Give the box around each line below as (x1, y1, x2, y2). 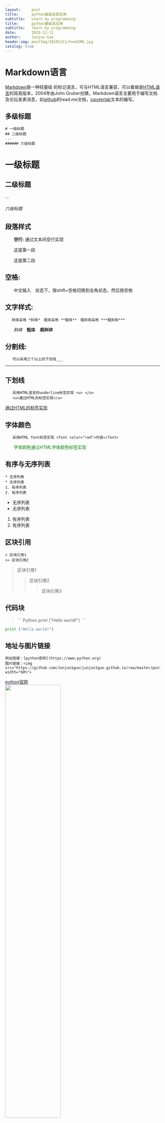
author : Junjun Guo (5, 35, 54, 40)
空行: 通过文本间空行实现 (14, 236, 64, 242)
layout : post (5, 7, 41, 12)
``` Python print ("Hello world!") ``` (17, 617, 86, 623)
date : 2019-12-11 (5, 30, 54, 35)
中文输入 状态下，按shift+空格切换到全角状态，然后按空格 (13, 287, 133, 293)
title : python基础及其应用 (5, 12, 67, 17)
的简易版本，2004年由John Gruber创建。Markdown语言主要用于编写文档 (9, 90, 158, 96)
